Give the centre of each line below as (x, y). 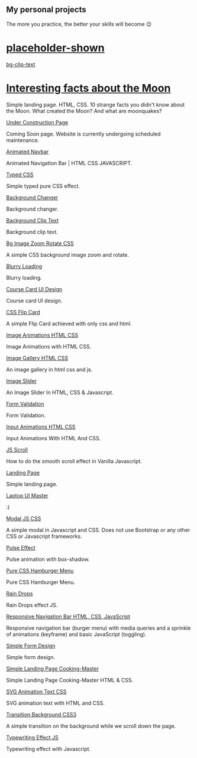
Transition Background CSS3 (41, 714)
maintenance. (23, 140)
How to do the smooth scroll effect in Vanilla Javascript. (74, 461)
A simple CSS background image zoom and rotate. (67, 254)
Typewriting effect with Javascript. (49, 749)
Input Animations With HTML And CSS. (54, 438)
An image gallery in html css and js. (49, 369)
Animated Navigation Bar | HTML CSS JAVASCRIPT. (69, 163)
